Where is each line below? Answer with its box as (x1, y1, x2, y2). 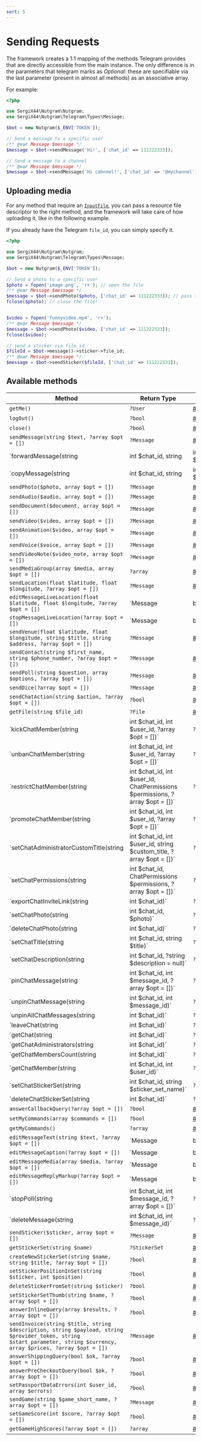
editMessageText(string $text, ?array (9, 1134, 120, 1141)
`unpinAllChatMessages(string (9, 1011, 95, 1019)
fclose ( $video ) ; (6, 331, 47, 338)
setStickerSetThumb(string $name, (9, 1291, 108, 1299)
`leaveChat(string (9, 1021, 58, 1029)
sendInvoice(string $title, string (9, 1320, 111, 1327)
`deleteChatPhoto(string (9, 924, 78, 933)
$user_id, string (129, 840, 174, 848)
